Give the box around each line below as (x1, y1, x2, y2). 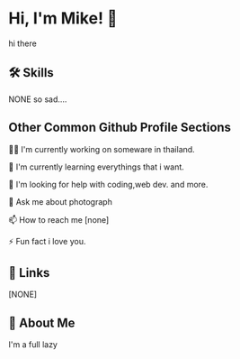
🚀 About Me (8, 315, 76, 330)
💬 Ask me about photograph (8, 196, 113, 207)
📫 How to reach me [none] (8, 214, 110, 225)
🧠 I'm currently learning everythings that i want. (8, 161, 185, 172)
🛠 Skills (8, 65, 55, 80)
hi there (8, 38, 37, 49)
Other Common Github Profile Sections (8, 120, 231, 135)
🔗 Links (8, 265, 50, 281)
